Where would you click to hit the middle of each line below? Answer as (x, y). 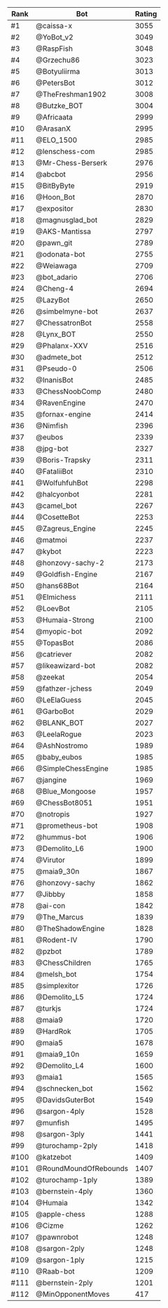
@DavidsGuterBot (65, 1100)
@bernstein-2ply (64, 1283)
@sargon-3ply (61, 1134)
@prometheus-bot (67, 826)
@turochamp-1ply (67, 1180)
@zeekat (50, 677)
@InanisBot (55, 380)
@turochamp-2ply (67, 1146)
